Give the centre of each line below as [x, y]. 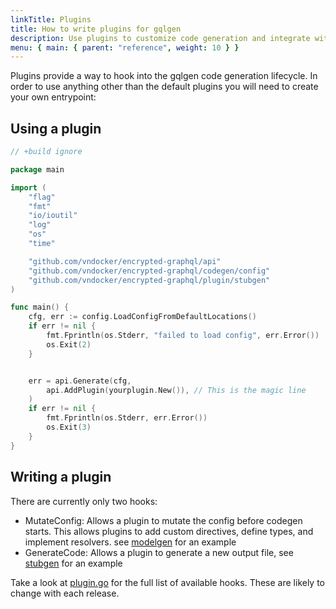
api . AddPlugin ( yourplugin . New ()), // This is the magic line [176, 390]
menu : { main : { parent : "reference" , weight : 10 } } [125, 47]
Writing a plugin [61, 477]
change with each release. [65, 593]
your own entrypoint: [53, 97]
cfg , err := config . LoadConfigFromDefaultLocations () [142, 317]
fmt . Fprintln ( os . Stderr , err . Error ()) [127, 418]
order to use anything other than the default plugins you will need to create [164, 87]
